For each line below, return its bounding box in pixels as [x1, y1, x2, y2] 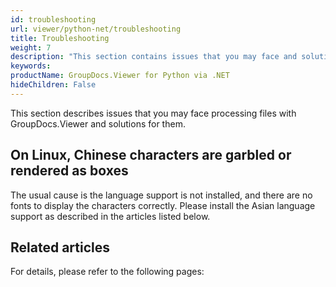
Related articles [10, 239, 110, 256]
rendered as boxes [10, 162, 129, 180]
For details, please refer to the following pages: [10, 266, 205, 278]
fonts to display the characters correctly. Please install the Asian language [10, 199, 316, 211]
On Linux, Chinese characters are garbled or [10, 147, 292, 164]
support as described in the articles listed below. [10, 210, 211, 222]
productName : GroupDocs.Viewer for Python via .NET [10, 71, 230, 81]
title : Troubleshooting [10, 33, 110, 43]
